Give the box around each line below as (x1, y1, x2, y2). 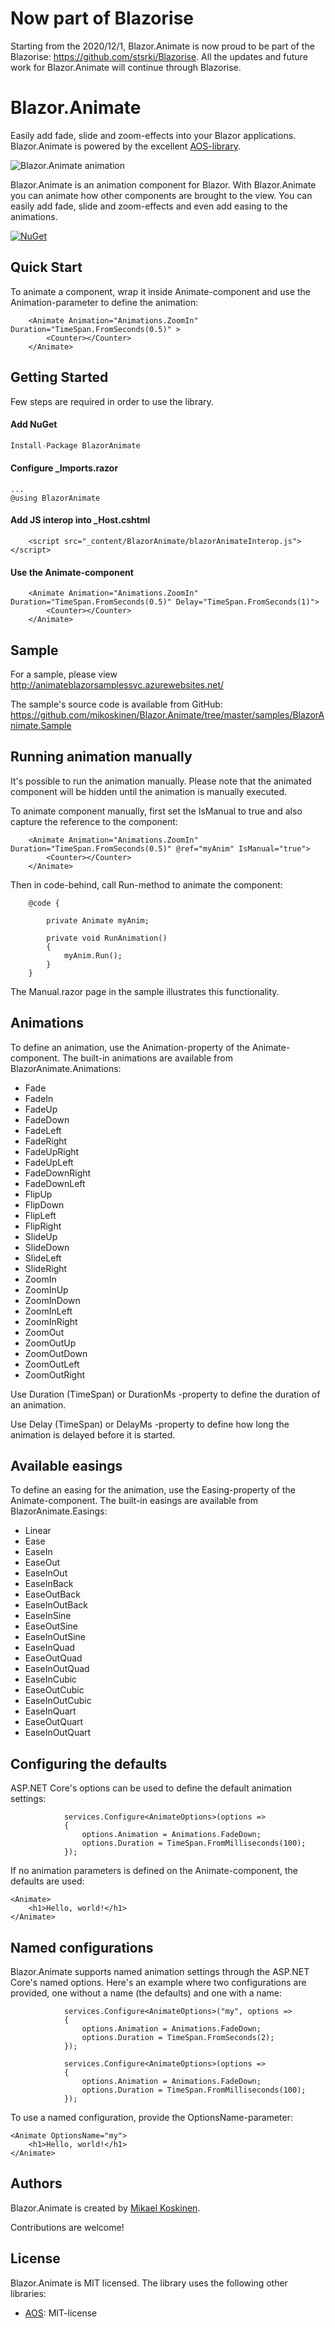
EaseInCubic (24, 1673, 78, 1686)
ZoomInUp (24, 1283, 69, 1296)
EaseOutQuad (24, 1652, 83, 1664)
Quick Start (10, 259, 83, 276)
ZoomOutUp (24, 1337, 77, 1349)
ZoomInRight (24, 1315, 78, 1327)
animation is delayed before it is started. (10, 1428, 176, 1441)
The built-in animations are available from (61, 1052, 233, 1064)
